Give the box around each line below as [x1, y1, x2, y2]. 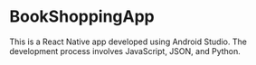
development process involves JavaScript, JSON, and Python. [9, 45, 242, 56]
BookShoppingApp [9, 6, 156, 27]
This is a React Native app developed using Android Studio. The [9, 36, 247, 47]
